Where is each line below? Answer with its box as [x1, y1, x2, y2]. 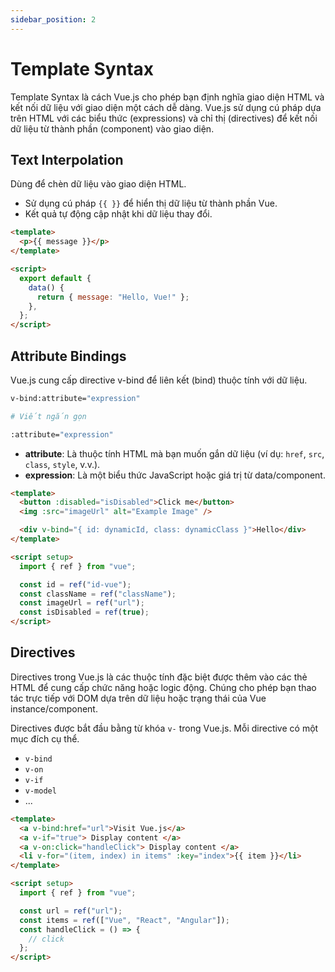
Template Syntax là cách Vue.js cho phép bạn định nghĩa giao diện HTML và [10, 91, 325, 103]
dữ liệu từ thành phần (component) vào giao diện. [10, 122, 215, 135]
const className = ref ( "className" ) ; [19, 589, 177, 599]
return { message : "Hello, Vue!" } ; [36, 292, 190, 302]
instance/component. [10, 702, 98, 715]
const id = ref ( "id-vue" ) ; [19, 579, 132, 590]
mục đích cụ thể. [10, 732, 80, 745]
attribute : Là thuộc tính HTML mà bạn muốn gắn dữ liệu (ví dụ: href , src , [24, 447, 325, 460]
